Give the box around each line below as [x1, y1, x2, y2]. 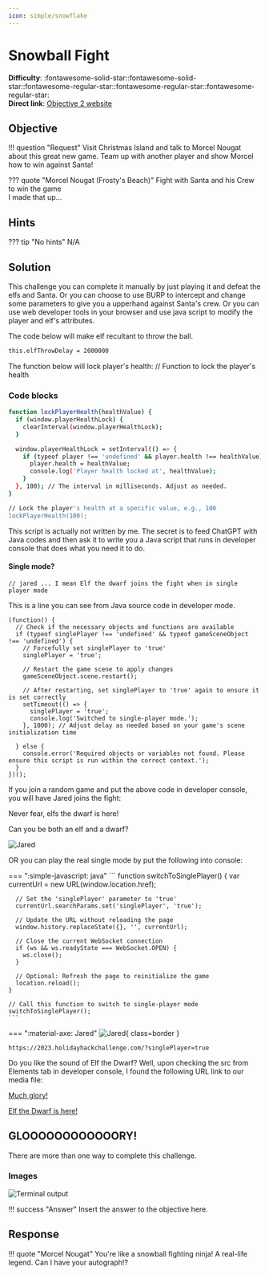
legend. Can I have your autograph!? [8, 1257, 128, 1267]
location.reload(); [15, 979, 81, 987]
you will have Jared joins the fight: [8, 793, 122, 802]
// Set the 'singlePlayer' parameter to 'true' [15, 895, 178, 903]
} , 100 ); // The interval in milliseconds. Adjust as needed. [15, 482, 227, 490]
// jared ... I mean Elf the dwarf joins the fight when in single [8, 579, 239, 587]
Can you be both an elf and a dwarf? [8, 824, 129, 834]
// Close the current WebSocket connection [15, 936, 163, 945]
